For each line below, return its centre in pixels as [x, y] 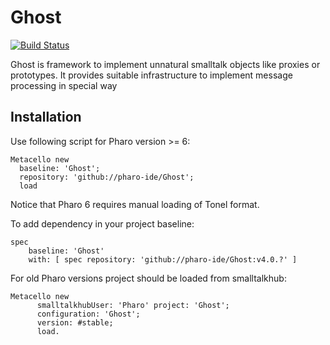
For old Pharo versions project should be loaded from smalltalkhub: [148, 278]
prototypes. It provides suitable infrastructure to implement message [151, 75]
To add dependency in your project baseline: [102, 223]
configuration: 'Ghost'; [88, 314]
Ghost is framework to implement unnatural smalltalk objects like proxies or [165, 64]
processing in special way [64, 85]
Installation [46, 117]
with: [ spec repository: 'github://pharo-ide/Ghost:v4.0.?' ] [163, 259]
